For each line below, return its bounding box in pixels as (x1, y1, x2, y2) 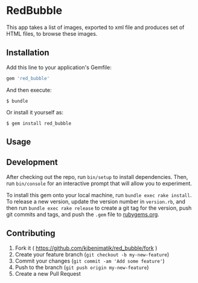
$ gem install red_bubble (6, 120, 71, 126)
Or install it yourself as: (6, 108, 63, 115)
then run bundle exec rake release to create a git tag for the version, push (6, 204, 192, 212)
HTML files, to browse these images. (6, 30, 98, 37)
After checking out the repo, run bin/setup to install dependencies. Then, (6, 173, 188, 180)
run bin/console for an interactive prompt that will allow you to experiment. (6, 180, 192, 187)
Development (6, 157, 59, 168)
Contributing (6, 228, 56, 239)
